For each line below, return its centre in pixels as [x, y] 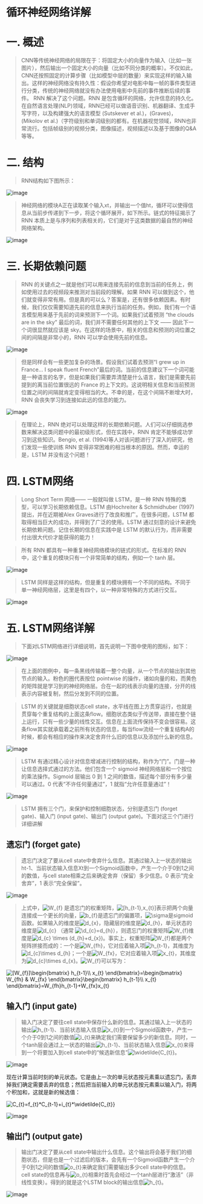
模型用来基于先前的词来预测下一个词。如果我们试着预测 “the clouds [110, 315]
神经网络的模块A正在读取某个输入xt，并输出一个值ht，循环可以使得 [105, 205]
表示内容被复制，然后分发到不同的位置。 [71, 693]
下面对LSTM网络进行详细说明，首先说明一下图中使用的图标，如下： [105, 646]
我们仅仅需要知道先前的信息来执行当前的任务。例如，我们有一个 [111, 307]
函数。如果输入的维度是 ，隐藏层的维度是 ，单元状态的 [106, 923]
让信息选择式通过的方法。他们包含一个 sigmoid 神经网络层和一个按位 [106, 769]
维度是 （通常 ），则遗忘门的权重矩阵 [95, 930]
